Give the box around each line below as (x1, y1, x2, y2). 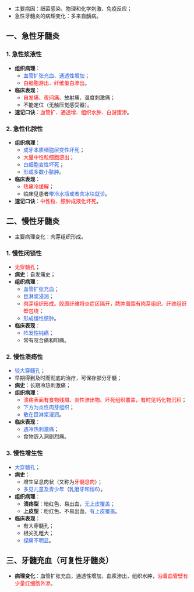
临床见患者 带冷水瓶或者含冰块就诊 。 (23, 190, 111, 197)
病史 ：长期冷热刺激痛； (14, 382, 71, 389)
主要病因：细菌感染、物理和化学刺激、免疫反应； (14, 5, 132, 12)
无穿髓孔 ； (14, 264, 41, 271)
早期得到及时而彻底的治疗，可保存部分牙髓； (14, 374, 122, 382)
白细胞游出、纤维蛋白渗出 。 (23, 79, 90, 86)
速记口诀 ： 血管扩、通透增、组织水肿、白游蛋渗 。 (14, 108, 132, 115)
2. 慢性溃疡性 (6, 353, 43, 361)
